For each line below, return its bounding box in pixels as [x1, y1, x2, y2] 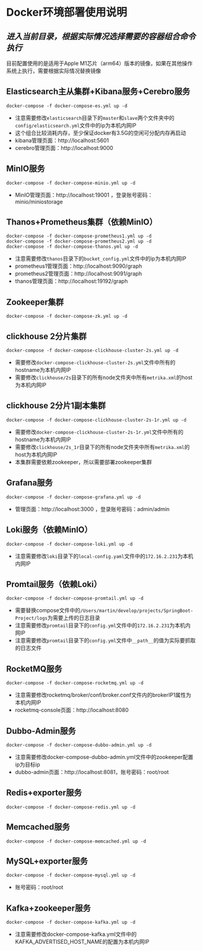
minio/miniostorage [14, 198, 63, 205]
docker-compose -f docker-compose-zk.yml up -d [6, 314, 128, 320]
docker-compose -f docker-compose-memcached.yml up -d [6, 838, 147, 844]
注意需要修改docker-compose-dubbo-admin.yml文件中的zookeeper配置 [14, 753, 193, 760]
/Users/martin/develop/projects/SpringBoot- [80, 608, 193, 614]
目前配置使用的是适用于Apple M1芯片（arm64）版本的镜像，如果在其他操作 [6, 60, 193, 67]
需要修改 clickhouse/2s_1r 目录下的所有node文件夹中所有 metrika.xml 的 [14, 443, 190, 450]
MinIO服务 [6, 164, 45, 174]
